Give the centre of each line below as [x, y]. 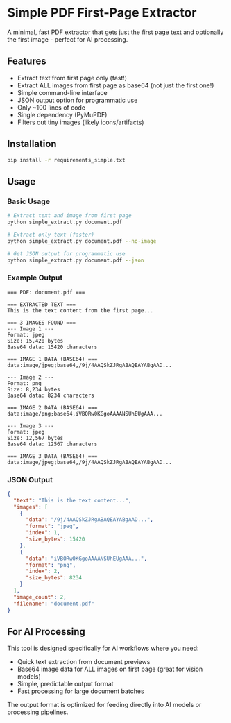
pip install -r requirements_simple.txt [67, 160]
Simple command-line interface [62, 92]
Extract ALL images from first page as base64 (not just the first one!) [115, 85]
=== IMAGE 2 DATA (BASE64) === [52, 407]
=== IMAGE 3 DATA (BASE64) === [52, 456]
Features [27, 61]
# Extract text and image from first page [69, 216]
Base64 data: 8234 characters [51, 395]
